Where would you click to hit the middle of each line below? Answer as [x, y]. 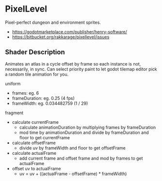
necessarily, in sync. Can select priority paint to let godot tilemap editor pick [81, 69]
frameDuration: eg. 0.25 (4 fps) [43, 98]
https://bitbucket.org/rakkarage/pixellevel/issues [61, 37]
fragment [14, 113]
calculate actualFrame [34, 153]
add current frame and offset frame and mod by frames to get [81, 158]
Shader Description [35, 52]
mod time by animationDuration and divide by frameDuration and [84, 132]
